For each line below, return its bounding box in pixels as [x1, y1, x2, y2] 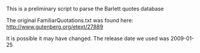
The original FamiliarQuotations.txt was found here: [6, 17, 134, 23]
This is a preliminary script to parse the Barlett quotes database [6, 5, 164, 12]
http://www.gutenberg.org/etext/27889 [6, 23, 104, 30]
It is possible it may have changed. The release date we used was [6, 35, 170, 42]
